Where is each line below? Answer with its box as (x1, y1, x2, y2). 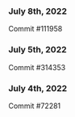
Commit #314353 (8, 62, 66, 72)
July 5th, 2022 (8, 44, 67, 56)
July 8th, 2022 (8, 6, 67, 17)
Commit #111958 (8, 24, 63, 34)
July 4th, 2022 (8, 82, 68, 94)
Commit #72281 (8, 101, 61, 111)
